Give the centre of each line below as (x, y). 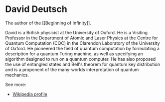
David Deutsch (36, 9)
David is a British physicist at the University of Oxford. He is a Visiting (77, 32)
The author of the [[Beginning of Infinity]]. (48, 23)
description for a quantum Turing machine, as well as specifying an (74, 54)
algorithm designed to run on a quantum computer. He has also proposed (81, 59)
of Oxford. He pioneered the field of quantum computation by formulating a (82, 48)
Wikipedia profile (30, 94)
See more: (16, 84)
